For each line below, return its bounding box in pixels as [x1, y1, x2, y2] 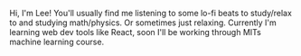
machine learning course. [9, 36, 105, 47]
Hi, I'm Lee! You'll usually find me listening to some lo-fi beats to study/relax [9, 8, 292, 18]
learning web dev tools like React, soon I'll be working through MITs [9, 27, 262, 37]
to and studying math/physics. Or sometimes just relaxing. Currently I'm [9, 17, 277, 28]
